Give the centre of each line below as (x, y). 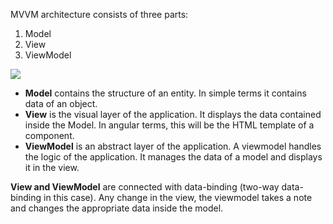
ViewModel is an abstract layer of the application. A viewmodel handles (173, 146)
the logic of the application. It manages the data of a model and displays (173, 157)
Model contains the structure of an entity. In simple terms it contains (165, 93)
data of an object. (61, 103)
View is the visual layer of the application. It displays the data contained (173, 114)
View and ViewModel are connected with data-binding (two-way (145, 187)
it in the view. (52, 167)
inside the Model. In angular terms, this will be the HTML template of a (169, 125)
